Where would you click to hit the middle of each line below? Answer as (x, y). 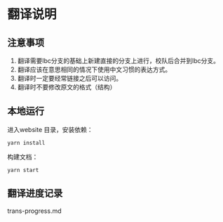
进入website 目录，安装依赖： (50, 129)
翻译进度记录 (35, 194)
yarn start (23, 170)
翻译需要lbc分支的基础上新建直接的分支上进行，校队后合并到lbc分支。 (118, 61)
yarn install (26, 143)
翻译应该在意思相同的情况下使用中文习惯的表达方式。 (94, 70)
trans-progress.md (34, 211)
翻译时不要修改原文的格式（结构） (67, 87)
